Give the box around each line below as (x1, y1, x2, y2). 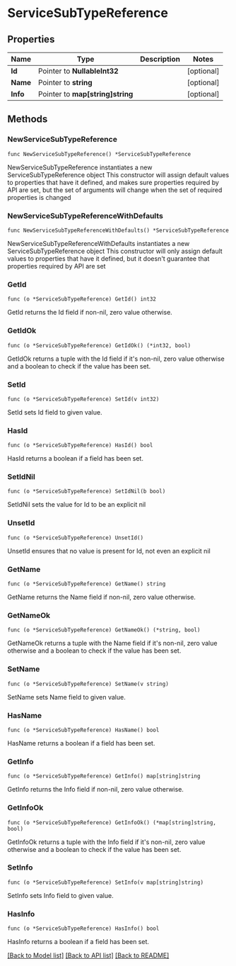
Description (140, 55, 180, 64)
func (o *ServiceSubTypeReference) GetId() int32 (7, 296, 157, 303)
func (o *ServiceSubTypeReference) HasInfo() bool (7, 925, 160, 933)
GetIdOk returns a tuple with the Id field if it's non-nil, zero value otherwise (7, 354, 225, 363)
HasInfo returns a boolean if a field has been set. (7, 938, 150, 946)
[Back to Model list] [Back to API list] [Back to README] (7, 951, 170, 960)
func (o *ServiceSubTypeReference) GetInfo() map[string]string (7, 773, 201, 780)
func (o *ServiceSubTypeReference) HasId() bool (7, 442, 153, 449)
